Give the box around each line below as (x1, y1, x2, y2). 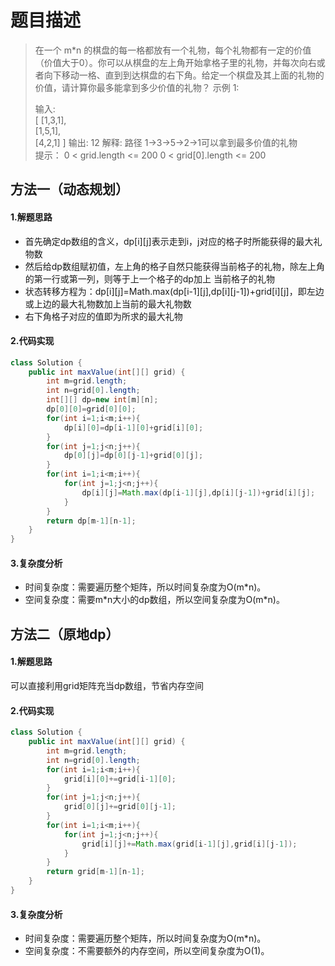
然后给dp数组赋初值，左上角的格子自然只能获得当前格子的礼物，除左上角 (24, 260, 325, 272)
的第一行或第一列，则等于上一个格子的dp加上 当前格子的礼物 (24, 272, 275, 285)
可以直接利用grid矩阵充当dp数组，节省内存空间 (10, 680, 205, 692)
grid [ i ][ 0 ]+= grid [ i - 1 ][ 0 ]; (63, 774, 177, 784)
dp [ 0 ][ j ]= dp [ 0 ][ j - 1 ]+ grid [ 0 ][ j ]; (63, 451, 204, 461)
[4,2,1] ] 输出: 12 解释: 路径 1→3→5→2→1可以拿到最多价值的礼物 (34, 136, 298, 148)
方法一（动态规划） (10, 181, 129, 198)
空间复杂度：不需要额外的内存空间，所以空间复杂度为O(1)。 (24, 945, 270, 957)
